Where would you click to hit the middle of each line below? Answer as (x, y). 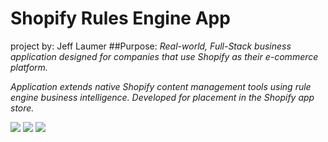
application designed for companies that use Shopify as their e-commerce (164, 56)
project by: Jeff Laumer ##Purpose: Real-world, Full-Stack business (151, 46)
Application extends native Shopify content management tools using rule (161, 86)
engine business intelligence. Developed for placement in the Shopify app (162, 97)
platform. (29, 67)
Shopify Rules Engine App (120, 18)
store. (22, 108)
